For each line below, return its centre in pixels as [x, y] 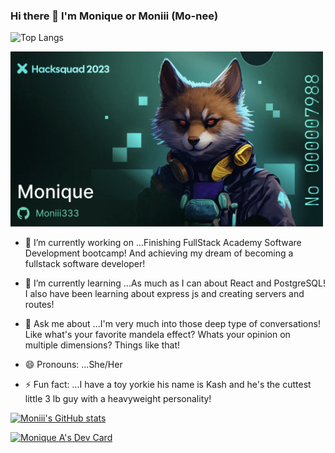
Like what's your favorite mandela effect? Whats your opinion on [157, 334]
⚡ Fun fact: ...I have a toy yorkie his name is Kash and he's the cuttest [168, 384]
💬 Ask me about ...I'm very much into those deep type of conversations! [172, 323]
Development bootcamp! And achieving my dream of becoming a [159, 253]
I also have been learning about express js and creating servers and [164, 293]
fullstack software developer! [85, 263]
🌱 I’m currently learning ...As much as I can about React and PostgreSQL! [175, 283]
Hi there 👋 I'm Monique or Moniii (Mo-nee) [114, 16]
